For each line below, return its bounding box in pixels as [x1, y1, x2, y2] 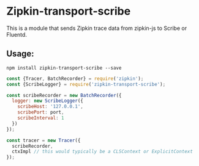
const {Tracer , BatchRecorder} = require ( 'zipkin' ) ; [6, 75, 144, 82]
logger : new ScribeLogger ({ [12, 98, 84, 104]
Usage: [6, 49, 35, 59]
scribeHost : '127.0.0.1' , [17, 104, 84, 110]
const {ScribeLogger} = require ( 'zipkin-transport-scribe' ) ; [6, 81, 166, 87]
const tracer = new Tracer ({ [6, 137, 81, 143]
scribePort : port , [17, 109, 64, 115]
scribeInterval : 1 [17, 115, 64, 121]
